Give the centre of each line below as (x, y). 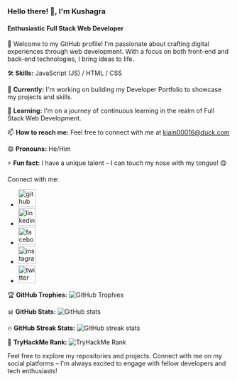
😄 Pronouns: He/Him (39, 149)
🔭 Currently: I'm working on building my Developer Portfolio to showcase (115, 90)
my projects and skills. (40, 97)
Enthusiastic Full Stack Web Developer (66, 28)
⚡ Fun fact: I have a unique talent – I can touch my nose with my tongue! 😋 (117, 163)
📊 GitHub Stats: (32, 312)
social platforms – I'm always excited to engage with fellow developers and (117, 363)
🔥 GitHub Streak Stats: (42, 328)
